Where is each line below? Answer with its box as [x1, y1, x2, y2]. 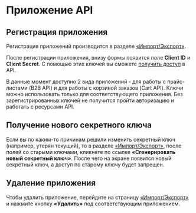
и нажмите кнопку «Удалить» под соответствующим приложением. [6, 200, 181, 207]
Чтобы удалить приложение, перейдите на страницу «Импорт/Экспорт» [6, 194, 189, 201]
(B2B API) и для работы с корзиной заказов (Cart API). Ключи [28, 84, 184, 91]
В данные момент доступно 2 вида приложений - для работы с [6, 78, 166, 85]
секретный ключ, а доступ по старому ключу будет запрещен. [6, 160, 165, 168]
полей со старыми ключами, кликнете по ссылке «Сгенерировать [6, 148, 176, 155]
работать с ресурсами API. [6, 103, 75, 110]
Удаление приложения [6, 178, 96, 188]
